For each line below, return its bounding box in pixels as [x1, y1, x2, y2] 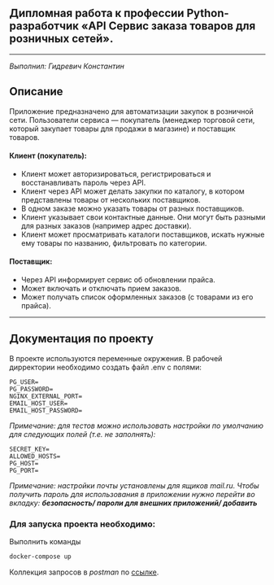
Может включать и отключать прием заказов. [20, 284, 182, 294]
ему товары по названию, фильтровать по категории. [20, 238, 207, 247]
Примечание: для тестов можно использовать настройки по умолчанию [9, 421, 263, 430]
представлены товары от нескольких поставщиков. [20, 194, 202, 204]
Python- [186, 7, 230, 20]
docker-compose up [9, 552, 72, 561]
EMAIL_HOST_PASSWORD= [9, 406, 83, 414]
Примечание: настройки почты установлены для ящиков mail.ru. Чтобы [9, 480, 259, 491]
